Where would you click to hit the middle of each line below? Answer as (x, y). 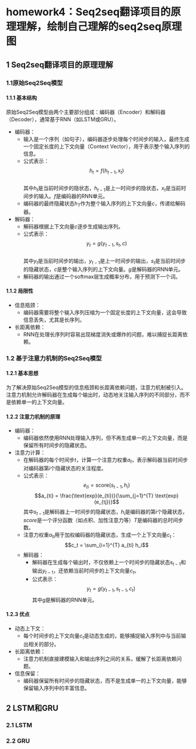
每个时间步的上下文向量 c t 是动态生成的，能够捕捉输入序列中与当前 (102, 637)
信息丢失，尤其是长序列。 (54, 319)
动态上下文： (30, 628)
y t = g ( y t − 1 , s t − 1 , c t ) (111, 589)
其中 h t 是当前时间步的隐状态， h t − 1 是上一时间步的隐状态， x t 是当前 (102, 189)
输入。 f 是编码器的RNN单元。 (73, 196)
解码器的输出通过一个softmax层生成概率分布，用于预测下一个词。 (102, 276)
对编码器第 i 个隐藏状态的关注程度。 (65, 468)
